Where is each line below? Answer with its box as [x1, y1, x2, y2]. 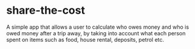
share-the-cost [6, 4, 85, 17]
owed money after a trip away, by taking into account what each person [6, 29, 186, 36]
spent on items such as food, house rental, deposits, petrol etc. [6, 36, 165, 43]
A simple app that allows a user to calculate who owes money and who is [6, 23, 190, 30]
